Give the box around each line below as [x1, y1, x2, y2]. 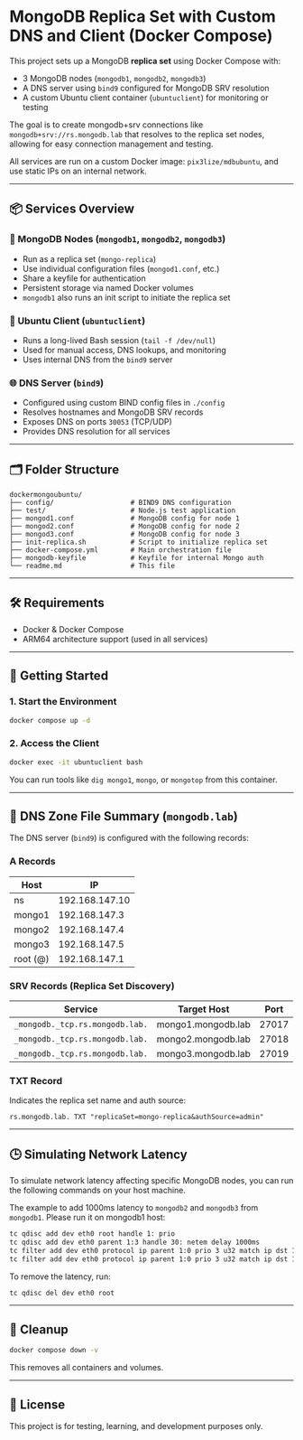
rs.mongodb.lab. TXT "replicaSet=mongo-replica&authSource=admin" [9, 1113, 264, 1122]
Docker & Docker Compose [22, 623, 124, 634]
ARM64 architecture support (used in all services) [22, 633, 208, 644]
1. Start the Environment [9, 696, 117, 708]
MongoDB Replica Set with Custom [9, 6, 277, 27]
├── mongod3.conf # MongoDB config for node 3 [9, 530, 241, 539]
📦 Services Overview [9, 201, 135, 217]
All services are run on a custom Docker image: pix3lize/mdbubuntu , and [9, 155, 280, 166]
